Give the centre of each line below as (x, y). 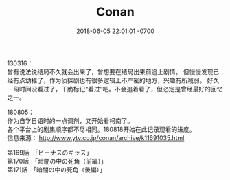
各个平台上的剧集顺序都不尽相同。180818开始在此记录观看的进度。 (101, 129)
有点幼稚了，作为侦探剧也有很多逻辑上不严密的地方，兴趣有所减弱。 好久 (116, 80)
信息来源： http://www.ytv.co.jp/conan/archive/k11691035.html (96, 137)
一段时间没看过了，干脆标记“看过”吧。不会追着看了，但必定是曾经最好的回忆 (115, 89)
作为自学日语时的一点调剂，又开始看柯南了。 (70, 120)
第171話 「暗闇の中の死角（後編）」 (57, 170)
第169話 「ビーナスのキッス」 (50, 153)
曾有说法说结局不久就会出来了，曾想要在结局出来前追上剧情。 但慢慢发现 (110, 71)
